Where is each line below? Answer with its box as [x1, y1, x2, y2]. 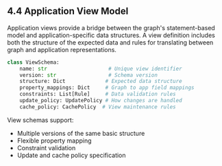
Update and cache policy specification [16, 151, 126, 159]
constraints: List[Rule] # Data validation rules [19, 91, 176, 98]
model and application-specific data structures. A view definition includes [7, 31, 216, 39]
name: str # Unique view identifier [19, 65, 183, 72]
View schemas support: [7, 116, 74, 124]
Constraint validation [16, 143, 76, 152]
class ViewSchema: [7, 58, 60, 66]
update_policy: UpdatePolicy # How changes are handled [19, 97, 183, 104]
